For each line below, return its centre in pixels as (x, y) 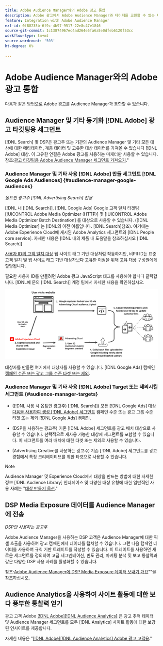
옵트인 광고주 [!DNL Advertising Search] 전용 (49, 197)
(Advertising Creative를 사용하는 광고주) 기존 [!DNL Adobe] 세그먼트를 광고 (84, 450)
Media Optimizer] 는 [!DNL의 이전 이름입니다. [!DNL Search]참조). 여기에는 (77, 226)
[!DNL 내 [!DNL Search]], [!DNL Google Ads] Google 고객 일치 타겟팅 (72, 208)
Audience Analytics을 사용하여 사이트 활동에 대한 (77, 594)
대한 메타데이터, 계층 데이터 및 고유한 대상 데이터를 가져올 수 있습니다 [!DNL (86, 148)
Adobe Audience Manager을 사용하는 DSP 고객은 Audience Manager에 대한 (79, 537)
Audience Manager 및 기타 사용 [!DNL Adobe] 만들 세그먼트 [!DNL (81, 174)
